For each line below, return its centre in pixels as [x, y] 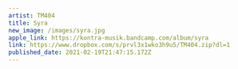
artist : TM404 [32, 15]
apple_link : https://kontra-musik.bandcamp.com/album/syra [109, 38]
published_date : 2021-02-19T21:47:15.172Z [80, 52]
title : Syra [28, 23]
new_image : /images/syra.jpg [57, 30]
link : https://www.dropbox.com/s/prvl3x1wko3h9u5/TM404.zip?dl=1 [119, 45]
